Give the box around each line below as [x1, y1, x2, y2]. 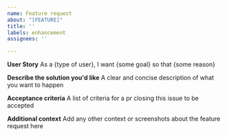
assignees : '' [7, 36, 48, 42]
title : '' [7, 23, 36, 29]
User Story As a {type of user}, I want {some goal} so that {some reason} [7, 60, 215, 68]
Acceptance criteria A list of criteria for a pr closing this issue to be [7, 94, 199, 103]
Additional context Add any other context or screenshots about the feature [7, 114, 221, 123]
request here [7, 122, 43, 130]
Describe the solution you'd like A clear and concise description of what [7, 73, 215, 82]
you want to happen [7, 81, 64, 89]
